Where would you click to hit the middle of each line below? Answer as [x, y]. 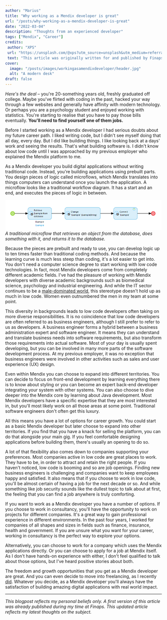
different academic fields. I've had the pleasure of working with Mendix [78, 275]
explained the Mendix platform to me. [43, 157]
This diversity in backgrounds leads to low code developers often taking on [82, 311]
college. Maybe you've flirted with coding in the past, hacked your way [78, 99]
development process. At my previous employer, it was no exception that [80, 353]
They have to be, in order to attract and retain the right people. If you [75, 462]
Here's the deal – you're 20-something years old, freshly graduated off [78, 94]
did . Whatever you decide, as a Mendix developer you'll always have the [79, 582]
